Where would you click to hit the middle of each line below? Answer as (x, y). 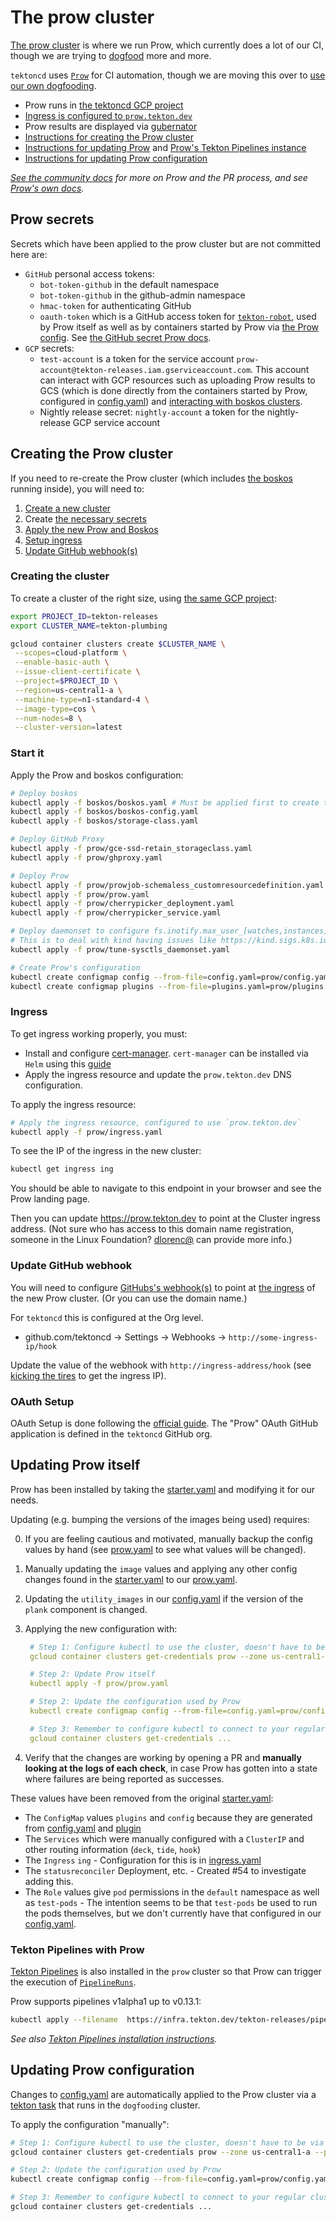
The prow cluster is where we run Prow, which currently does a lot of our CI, (167, 45)
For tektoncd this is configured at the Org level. (107, 1317)
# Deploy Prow (40, 876)
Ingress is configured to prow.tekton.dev (108, 115)
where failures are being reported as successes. (124, 1778)
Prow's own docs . (47, 188)
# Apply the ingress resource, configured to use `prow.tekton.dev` (156, 1122)
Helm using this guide (68, 1063)
